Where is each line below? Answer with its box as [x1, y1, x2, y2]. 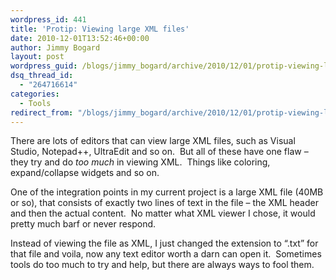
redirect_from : [10, 107, 74, 118]
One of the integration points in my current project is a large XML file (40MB [10, 186, 324, 198]
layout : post [10, 52, 65, 62]
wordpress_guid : [10, 61, 78, 71]
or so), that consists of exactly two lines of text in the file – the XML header [10, 197, 319, 209]
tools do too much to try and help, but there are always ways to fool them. [10, 259, 315, 271]
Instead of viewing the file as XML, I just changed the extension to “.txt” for [10, 237, 319, 250]
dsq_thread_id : [10, 71, 74, 81]
